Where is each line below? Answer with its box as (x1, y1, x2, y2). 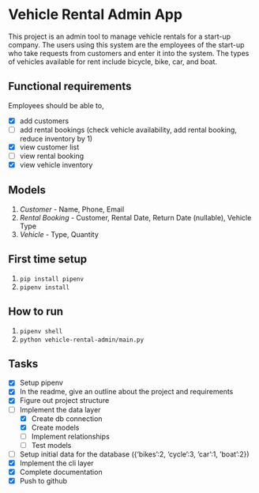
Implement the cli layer (19, 458, 94, 468)
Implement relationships (31, 431, 111, 441)
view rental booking (19, 151, 84, 160)
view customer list (19, 142, 80, 152)
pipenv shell (19, 327, 63, 335)
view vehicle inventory (19, 160, 93, 169)
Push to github (19, 476, 68, 485)
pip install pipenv (19, 275, 84, 283)
